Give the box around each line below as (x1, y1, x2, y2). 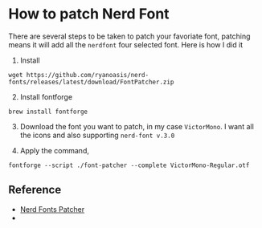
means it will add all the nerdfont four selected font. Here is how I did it (8, 39, 244, 49)
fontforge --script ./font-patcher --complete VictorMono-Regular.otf (8, 161, 250, 169)
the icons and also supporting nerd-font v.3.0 (19, 130, 175, 140)
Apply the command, (19, 145, 90, 155)
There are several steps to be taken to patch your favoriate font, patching (8, 31, 251, 41)
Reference (8, 183, 62, 197)
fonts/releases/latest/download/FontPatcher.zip (8, 78, 174, 86)
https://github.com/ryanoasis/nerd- (26, 71, 149, 79)
